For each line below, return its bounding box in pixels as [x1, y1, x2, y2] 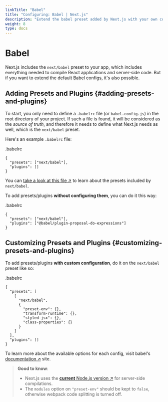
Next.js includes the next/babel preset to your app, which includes [5, 64, 142, 70]
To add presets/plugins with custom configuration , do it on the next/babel [5, 260, 159, 266]
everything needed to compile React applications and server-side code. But [5, 70, 161, 76]
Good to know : [17, 365, 48, 371]
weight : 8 [5, 21, 26, 27]
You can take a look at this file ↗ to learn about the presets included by [5, 177, 151, 183]
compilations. [24, 380, 53, 386]
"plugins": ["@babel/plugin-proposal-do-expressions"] [9, 221, 126, 226]
